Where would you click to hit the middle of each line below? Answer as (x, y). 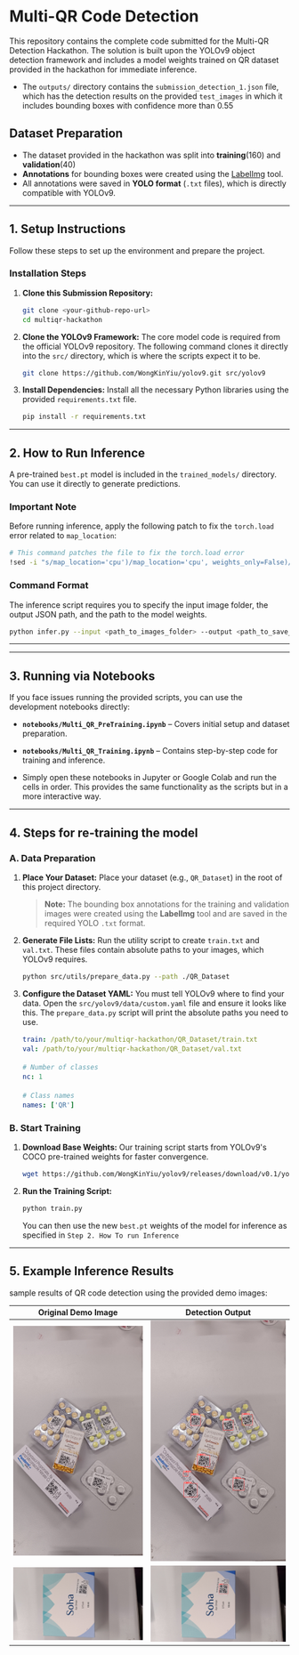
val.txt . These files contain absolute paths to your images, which (143, 949)
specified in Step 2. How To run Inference (101, 1235)
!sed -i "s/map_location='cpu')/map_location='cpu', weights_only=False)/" (153, 562)
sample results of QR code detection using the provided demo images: (139, 1293)
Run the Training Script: (67, 1191)
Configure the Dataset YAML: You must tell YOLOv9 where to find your (153, 993)
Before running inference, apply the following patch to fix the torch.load (141, 526)
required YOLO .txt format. (95, 923)
